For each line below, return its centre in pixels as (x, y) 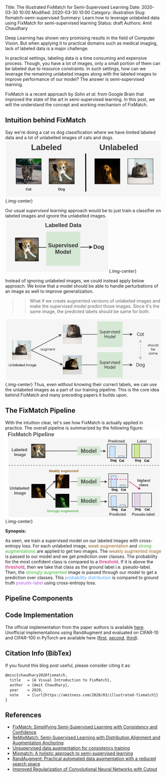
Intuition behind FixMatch (46, 120)
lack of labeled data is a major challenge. (47, 48)
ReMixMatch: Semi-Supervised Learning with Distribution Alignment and (86, 738)
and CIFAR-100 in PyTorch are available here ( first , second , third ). (72, 637)
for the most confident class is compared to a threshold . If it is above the (79, 561)
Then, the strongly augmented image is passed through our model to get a (81, 572)
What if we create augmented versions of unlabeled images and (95, 301)
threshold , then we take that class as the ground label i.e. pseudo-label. (78, 567)
